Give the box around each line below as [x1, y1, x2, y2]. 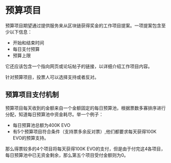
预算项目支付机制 [5, 90, 59, 99]
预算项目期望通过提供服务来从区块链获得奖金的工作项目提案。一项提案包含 [5, 22, 161, 29]
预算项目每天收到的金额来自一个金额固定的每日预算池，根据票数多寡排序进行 [5, 105, 166, 111]
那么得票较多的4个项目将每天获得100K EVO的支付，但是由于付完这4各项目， [5, 146, 166, 152]
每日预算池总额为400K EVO [12, 122, 71, 128]
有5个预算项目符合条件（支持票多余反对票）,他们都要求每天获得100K [12, 128, 157, 134]
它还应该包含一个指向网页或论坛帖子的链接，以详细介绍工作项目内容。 [5, 63, 153, 69]
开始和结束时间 [12, 39, 44, 46]
